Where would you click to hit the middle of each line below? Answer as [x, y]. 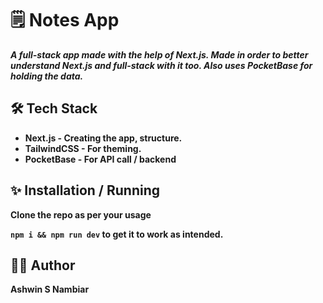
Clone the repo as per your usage [81, 214]
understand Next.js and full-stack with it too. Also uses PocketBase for [161, 65]
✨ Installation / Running [85, 190]
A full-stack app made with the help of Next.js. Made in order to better [159, 54]
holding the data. [47, 76]
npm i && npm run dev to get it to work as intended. [117, 234]
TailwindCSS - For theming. [83, 148]
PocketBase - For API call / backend [100, 159]
